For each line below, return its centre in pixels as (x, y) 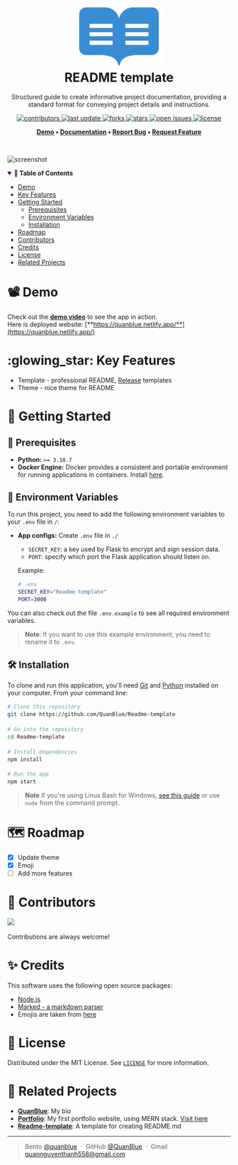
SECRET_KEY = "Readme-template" (62, 592)
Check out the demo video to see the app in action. (83, 317)
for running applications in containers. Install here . (91, 475)
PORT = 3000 (32, 599)
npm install (25, 759)
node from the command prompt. (72, 803)
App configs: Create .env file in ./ (68, 535)
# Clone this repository (44, 707)
